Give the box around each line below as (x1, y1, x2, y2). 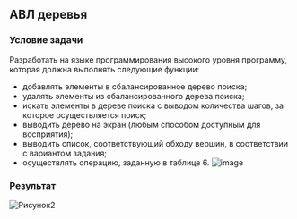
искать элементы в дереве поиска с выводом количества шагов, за (22, 100, 284, 111)
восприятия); (22, 129, 74, 139)
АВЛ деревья (9, 7, 88, 22)
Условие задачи (9, 34, 83, 46)
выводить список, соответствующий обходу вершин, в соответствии (22, 138, 289, 148)
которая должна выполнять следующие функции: (9, 63, 200, 74)
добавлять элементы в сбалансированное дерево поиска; (22, 80, 248, 92)
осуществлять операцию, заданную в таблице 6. (22, 156, 210, 168)
